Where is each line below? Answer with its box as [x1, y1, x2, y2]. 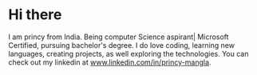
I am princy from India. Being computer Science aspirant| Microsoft [8, 32, 229, 41]
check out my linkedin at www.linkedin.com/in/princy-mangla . [8, 57, 212, 67]
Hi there [8, 6, 62, 24]
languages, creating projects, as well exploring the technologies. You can [8, 49, 249, 58]
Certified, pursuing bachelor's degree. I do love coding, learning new [8, 40, 235, 49]
